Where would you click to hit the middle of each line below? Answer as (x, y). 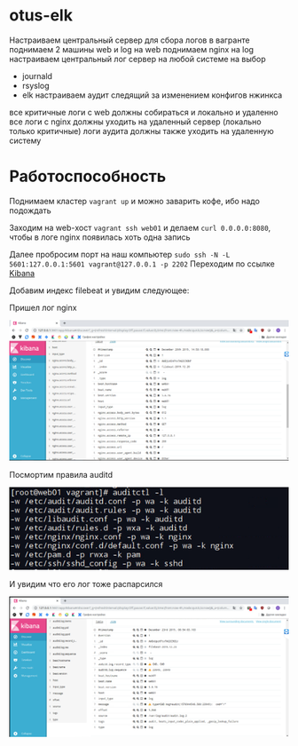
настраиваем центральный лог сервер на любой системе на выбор (137, 59)
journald (37, 75)
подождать (30, 210)
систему (25, 140)
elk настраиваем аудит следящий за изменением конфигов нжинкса (152, 95)
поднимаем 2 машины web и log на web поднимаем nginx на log (132, 49)
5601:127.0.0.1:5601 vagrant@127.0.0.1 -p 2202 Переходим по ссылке (142, 264)
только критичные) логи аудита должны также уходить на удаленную (141, 131)
